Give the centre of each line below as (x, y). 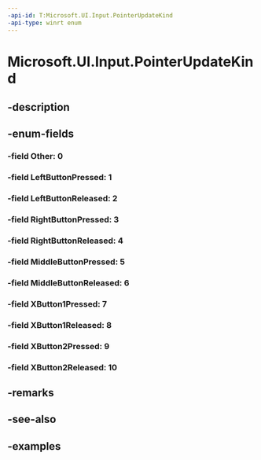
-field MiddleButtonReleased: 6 (68, 282)
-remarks (31, 393)
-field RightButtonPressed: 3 (63, 219)
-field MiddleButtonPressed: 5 (66, 262)
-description (39, 107)
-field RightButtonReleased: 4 (65, 241)
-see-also (32, 420)
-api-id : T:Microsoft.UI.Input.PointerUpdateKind (90, 15)
